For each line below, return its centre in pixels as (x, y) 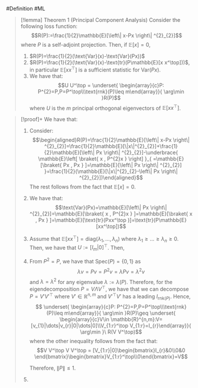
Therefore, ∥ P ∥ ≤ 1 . (52, 368)
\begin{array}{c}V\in (84, 319)
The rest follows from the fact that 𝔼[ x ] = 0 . (82, 187)
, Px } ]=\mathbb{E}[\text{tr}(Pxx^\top (81, 220)
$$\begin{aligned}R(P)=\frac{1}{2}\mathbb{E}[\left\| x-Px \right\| (111, 140)
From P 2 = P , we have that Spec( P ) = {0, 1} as (85, 261)
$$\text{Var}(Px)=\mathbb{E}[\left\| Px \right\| (111, 208)
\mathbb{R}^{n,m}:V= (137, 319)
